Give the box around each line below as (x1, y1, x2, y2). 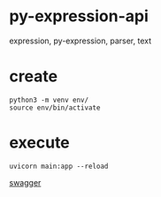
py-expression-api (9, 6, 149, 27)
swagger (9, 177, 42, 187)
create (9, 66, 58, 87)
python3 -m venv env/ (9, 95, 89, 104)
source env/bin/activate (9, 103, 101, 112)
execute (9, 133, 71, 153)
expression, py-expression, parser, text (9, 35, 152, 46)
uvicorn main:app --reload (9, 162, 109, 170)
